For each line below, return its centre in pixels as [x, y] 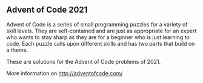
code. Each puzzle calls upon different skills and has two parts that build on [101, 43]
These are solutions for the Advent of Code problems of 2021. [84, 61]
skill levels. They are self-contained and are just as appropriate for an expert [101, 31]
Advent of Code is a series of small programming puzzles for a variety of [97, 24]
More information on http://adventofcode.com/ [65, 73]
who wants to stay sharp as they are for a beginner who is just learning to [98, 37]
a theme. [17, 50]
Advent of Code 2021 [47, 10]
